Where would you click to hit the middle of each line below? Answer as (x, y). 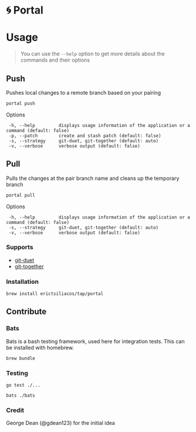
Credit (15, 410)
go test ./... (23, 386)
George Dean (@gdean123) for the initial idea (61, 423)
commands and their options (55, 60)
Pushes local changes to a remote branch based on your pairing (84, 92)
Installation (23, 282)
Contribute (26, 312)
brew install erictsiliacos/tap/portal (55, 294)
